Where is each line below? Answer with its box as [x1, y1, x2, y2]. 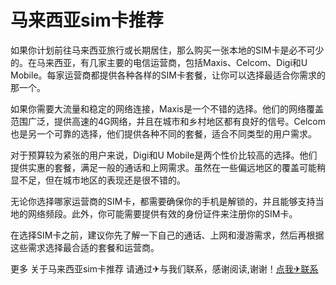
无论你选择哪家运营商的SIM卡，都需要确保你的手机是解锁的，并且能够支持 [10, 195, 316, 207]
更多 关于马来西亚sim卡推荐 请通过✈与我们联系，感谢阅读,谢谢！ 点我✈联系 [10, 262, 319, 275]
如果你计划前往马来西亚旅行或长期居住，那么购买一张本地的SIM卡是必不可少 [10, 44, 325, 56]
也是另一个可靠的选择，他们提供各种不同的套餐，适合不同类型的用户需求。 [10, 127, 317, 140]
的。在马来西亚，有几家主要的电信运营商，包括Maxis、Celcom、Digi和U [10, 56, 308, 68]
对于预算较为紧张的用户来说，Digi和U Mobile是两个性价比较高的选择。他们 [10, 149, 318, 161]
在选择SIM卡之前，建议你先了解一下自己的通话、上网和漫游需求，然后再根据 [10, 229, 325, 241]
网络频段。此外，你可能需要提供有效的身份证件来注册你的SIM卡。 [27, 207, 298, 220]
